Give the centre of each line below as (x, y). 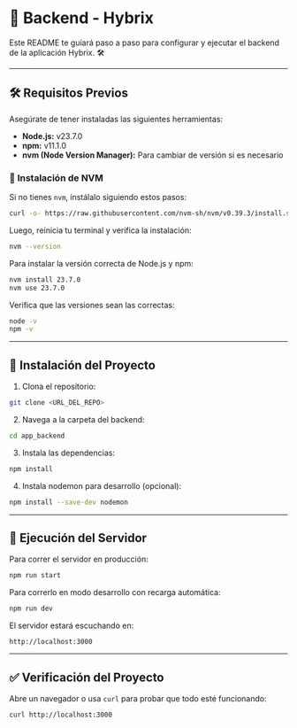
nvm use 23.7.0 (37, 288)
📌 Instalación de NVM (57, 178)
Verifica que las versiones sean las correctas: (92, 305)
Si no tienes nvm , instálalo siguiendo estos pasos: (98, 197)
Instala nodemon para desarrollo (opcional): (102, 485)
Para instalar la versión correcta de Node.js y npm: (102, 263)
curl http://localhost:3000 (61, 715)
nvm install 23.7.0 (45, 279)
